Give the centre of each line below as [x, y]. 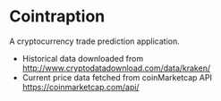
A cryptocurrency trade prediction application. [95, 41]
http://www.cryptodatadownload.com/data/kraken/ [116, 68]
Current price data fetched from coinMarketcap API [117, 77]
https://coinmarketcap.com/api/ [81, 87]
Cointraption [57, 17]
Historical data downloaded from [83, 58]
